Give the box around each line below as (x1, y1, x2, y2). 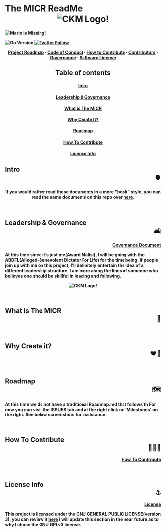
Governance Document (112, 242, 161, 248)
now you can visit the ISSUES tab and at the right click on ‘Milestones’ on (5, 406, 158, 412)
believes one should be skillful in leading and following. (5, 273, 121, 279)
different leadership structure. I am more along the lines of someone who (5, 268, 158, 274)
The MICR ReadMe (5, 3, 83, 14)
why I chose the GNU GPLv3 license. (5, 522, 82, 528)
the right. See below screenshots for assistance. (5, 412, 107, 417)
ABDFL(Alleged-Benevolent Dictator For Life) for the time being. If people (5, 257, 159, 263)
